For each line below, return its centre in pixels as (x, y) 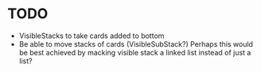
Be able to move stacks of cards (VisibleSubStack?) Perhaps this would (136, 44)
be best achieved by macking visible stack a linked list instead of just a (135, 52)
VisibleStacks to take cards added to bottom (92, 36)
